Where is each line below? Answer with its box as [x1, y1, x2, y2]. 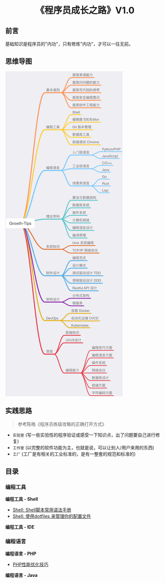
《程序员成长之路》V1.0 [35, 5, 135, 16]
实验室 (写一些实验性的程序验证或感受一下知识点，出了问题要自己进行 [12, 432, 156, 438]
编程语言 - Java [5, 572, 38, 578]
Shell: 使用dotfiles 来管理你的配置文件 [12, 513, 91, 520]
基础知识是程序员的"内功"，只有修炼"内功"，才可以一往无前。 [5, 41, 134, 47]
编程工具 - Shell [5, 496, 38, 502]
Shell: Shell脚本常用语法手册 [12, 507, 72, 513]
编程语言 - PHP [5, 550, 36, 557]
